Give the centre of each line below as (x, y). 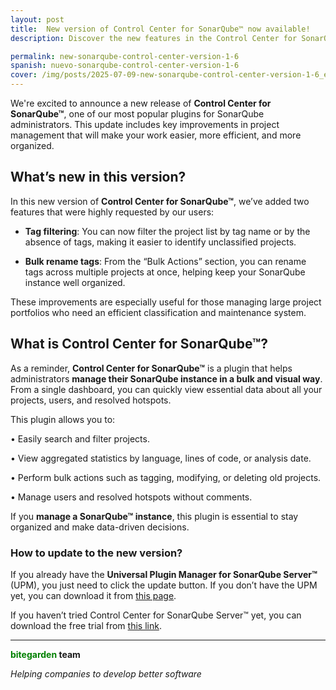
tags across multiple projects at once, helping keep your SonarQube (165, 272)
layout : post (37, 19)
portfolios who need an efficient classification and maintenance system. (158, 312)
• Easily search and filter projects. (80, 438)
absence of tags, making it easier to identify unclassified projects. (160, 242)
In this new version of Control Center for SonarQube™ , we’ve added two (160, 201)
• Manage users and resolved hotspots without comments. (131, 497)
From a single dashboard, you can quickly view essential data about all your (166, 389)
